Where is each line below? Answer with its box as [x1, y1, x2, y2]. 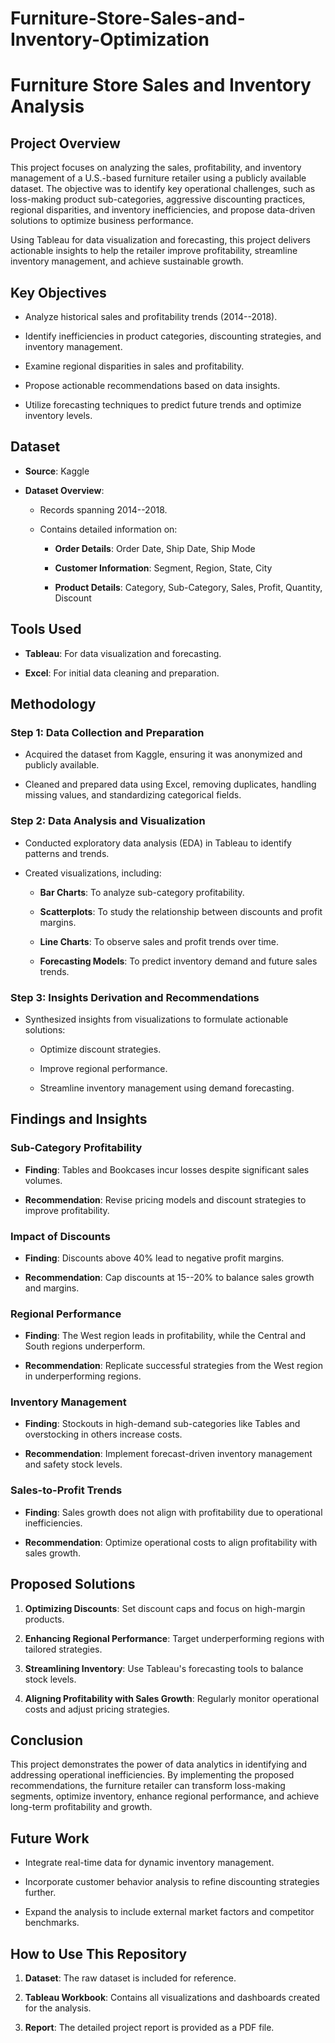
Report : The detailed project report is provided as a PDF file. [24, 2022, 275, 2034]
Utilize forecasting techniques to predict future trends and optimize [24, 399, 302, 411]
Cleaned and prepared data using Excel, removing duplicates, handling [24, 778, 317, 791]
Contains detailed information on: [39, 523, 178, 535]
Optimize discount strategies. [39, 1043, 162, 1055]
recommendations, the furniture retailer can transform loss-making [10, 1780, 286, 1792]
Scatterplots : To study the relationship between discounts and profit [39, 905, 323, 917]
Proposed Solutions [10, 1576, 136, 1593]
